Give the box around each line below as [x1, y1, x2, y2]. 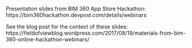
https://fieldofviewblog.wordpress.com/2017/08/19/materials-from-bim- [5, 29, 186, 37]
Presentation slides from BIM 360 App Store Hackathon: [5, 5, 146, 12]
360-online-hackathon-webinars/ [5, 36, 89, 43]
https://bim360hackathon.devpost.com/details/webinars [5, 11, 147, 19]
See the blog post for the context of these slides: [5, 23, 128, 30]
